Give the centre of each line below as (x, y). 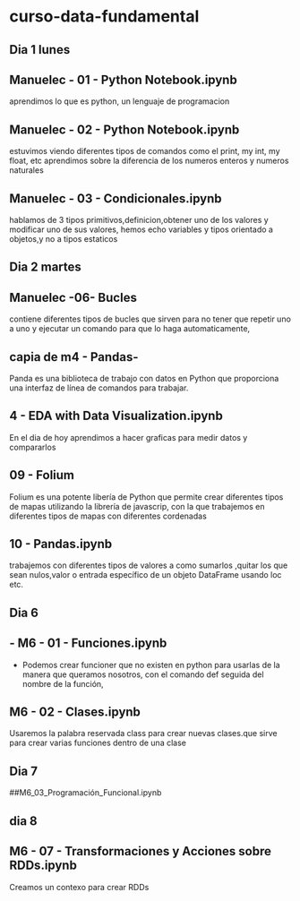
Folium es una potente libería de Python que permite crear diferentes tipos (146, 497)
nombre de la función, (63, 683)
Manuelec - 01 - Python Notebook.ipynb (123, 79)
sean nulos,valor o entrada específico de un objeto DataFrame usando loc (146, 575)
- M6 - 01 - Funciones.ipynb (88, 644)
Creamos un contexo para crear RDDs (79, 887)
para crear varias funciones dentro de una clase (98, 743)
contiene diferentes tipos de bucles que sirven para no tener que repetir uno (150, 319)
